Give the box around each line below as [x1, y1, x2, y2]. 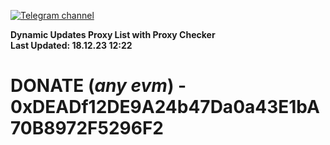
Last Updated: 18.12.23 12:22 [10, 40, 133, 51]
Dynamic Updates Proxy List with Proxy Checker [10, 29, 216, 40]
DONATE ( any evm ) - [10, 75, 187, 97]
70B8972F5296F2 [10, 117, 164, 140]
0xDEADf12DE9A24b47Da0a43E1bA [10, 96, 320, 119]
